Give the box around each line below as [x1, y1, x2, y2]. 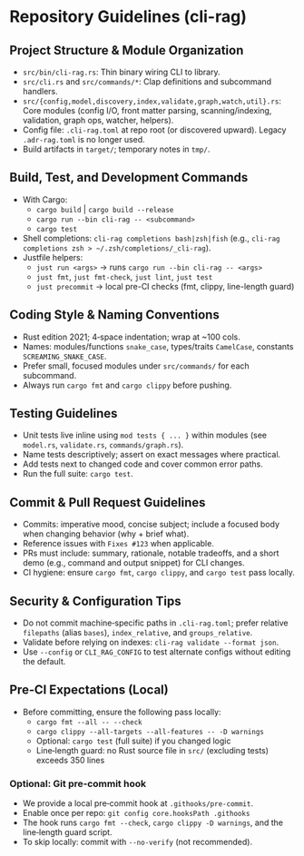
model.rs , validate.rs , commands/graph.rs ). [22, 439, 184, 450]
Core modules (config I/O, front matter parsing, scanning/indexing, [22, 105, 272, 115]
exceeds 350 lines [35, 754, 105, 765]
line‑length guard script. [22, 827, 113, 838]
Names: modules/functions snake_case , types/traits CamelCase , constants [22, 340, 294, 351]
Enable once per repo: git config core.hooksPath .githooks [22, 808, 250, 819]
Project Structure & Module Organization [9, 43, 244, 58]
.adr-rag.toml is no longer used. [22, 134, 145, 144]
